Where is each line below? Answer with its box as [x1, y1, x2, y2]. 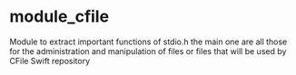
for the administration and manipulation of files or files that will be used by [9, 45, 287, 56]
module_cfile [9, 6, 110, 27]
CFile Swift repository [9, 55, 91, 66]
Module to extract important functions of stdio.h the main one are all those [9, 36, 288, 47]
